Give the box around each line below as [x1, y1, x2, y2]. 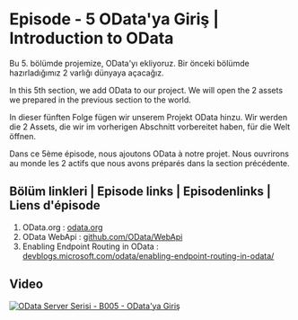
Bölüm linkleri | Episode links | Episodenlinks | [9, 184, 272, 200]
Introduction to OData [9, 28, 174, 49]
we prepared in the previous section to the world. [9, 94, 191, 105]
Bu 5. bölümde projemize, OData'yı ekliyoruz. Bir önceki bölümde [9, 58, 250, 68]
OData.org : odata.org [22, 221, 103, 233]
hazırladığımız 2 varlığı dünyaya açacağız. [9, 67, 164, 78]
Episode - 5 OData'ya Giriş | [9, 9, 220, 30]
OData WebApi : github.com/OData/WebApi [22, 231, 183, 242]
